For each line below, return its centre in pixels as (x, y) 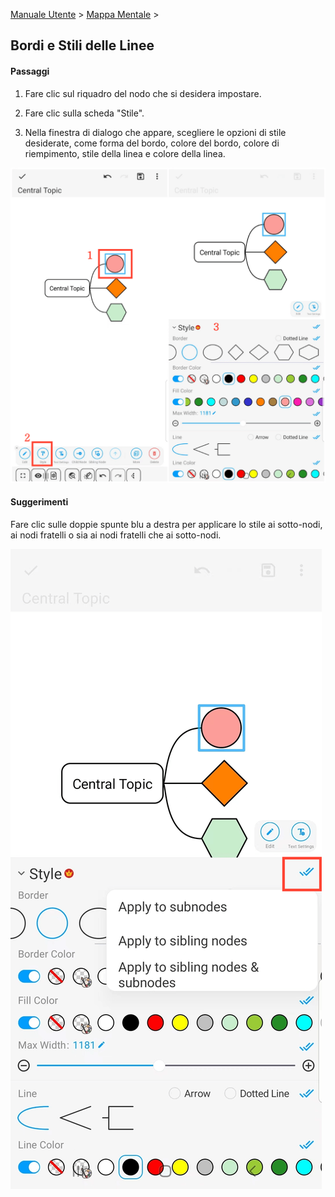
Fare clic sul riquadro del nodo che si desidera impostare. (143, 93)
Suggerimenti (39, 502)
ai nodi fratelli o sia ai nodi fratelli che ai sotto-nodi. (116, 535)
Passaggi (30, 71)
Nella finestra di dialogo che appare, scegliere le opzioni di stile (155, 132)
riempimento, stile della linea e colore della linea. (125, 153)
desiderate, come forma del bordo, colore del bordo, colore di (152, 143)
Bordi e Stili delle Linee (82, 45)
